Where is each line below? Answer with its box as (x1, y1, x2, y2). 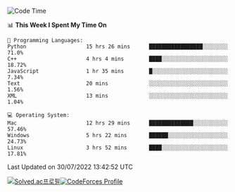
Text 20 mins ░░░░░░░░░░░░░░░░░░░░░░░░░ (7, 80, 229, 87)
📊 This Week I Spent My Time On (7, 21, 107, 29)
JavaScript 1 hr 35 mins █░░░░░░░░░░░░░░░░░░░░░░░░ (7, 68, 229, 75)
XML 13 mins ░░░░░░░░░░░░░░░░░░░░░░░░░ (7, 92, 229, 99)
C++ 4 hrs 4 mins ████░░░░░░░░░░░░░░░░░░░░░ (7, 56, 229, 63)
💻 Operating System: (7, 112, 70, 119)
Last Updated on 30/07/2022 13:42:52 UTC (7, 162, 134, 171)
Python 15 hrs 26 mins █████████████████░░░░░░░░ (7, 43, 229, 50)
